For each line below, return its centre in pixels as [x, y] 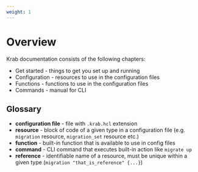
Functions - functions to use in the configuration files [82, 83]
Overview [31, 42]
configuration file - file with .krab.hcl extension [76, 124]
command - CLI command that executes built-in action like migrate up [103, 150]
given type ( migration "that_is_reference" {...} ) [79, 162]
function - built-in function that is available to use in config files [95, 143]
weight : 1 [19, 12]
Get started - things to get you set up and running [77, 71]
